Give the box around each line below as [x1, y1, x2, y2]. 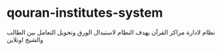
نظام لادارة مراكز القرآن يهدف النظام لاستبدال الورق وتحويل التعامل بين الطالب [6, 28, 216, 36]
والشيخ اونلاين [6, 35, 44, 43]
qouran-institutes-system [6, 5, 164, 21]
